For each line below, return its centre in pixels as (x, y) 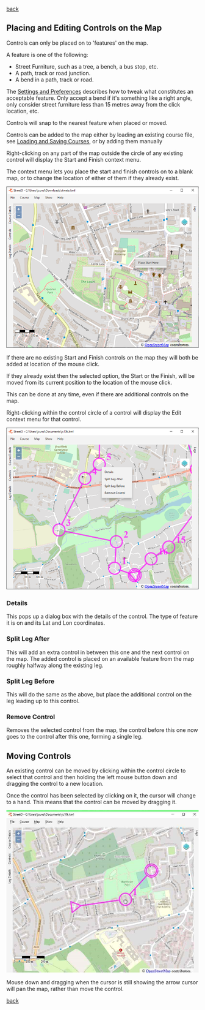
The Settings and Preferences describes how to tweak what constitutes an (100, 91)
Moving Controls (39, 756)
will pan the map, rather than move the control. (65, 989)
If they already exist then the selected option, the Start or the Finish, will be (101, 376)
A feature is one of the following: (47, 55)
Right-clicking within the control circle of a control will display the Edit (94, 413)
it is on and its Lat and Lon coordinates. (56, 623)
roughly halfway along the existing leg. (55, 665)
